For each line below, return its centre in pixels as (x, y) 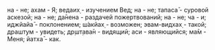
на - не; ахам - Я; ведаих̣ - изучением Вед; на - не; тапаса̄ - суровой (108, 10)
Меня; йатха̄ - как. (34, 39)
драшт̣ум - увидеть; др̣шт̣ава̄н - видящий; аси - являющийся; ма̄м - (107, 32)
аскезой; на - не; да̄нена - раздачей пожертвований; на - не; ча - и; (107, 17)
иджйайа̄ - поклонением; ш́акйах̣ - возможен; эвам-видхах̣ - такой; (107, 24)
